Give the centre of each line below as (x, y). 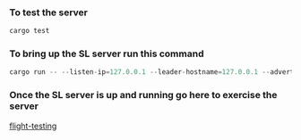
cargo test (30, 31)
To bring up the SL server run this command (107, 54)
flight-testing (33, 126)
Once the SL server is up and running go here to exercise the (143, 95)
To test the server (48, 12)
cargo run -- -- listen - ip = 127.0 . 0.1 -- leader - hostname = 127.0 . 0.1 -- (140, 72)
